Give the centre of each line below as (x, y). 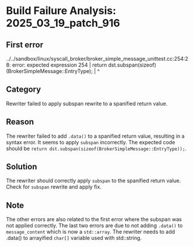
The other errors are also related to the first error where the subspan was (94, 220)
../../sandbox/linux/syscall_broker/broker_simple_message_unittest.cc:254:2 (97, 59)
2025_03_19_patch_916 (63, 23)
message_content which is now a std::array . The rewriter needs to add (91, 232)
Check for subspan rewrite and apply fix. (54, 187)
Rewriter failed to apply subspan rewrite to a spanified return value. (87, 103)
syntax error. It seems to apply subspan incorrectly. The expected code (91, 142)
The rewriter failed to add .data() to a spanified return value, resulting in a (95, 136)
